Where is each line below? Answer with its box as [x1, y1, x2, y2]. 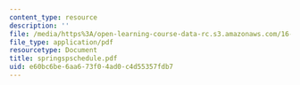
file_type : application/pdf [9, 37, 114, 47]
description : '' [9, 21, 70, 30]
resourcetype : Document [9, 46, 98, 55]
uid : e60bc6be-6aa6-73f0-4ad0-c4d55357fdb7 [9, 63, 174, 72]
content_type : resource [9, 12, 98, 22]
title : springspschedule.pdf [9, 54, 118, 63]
